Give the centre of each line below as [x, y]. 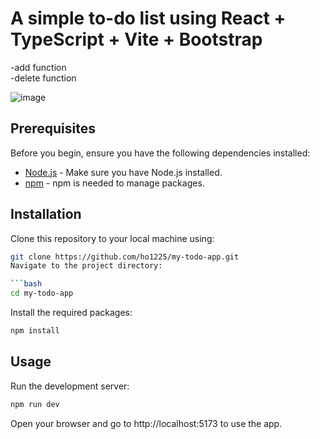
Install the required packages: [71, 313]
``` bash [26, 284]
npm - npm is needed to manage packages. [114, 183]
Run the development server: [70, 386]
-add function [38, 67]
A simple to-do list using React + [148, 18]
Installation [46, 214]
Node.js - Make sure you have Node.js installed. [123, 172]
